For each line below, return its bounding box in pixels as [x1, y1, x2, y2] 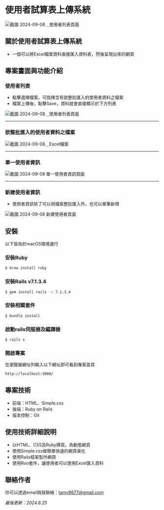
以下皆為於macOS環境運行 [5, 241, 59, 247]
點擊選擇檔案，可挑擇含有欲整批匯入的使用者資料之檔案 [12, 95, 123, 101]
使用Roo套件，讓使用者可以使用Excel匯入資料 [12, 460, 104, 466]
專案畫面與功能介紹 [5, 67, 63, 75]
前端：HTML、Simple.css [12, 400, 64, 406]
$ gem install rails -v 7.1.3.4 [5, 289, 71, 294]
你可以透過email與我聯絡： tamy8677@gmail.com [5, 490, 104, 495]
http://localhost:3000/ [5, 371, 54, 376]
